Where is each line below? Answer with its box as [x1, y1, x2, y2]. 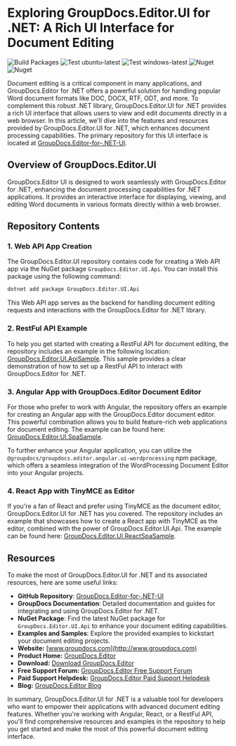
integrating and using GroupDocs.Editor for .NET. [17, 607, 160, 615]
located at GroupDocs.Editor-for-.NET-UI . [7, 138, 128, 147]
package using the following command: [7, 272, 122, 281]
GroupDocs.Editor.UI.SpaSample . [7, 432, 103, 441]
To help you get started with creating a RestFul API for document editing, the [7, 339, 229, 348]
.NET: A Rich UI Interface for [7, 20, 174, 36]
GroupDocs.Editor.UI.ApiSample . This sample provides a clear [7, 354, 186, 363]
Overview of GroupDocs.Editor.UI [7, 159, 157, 171]
